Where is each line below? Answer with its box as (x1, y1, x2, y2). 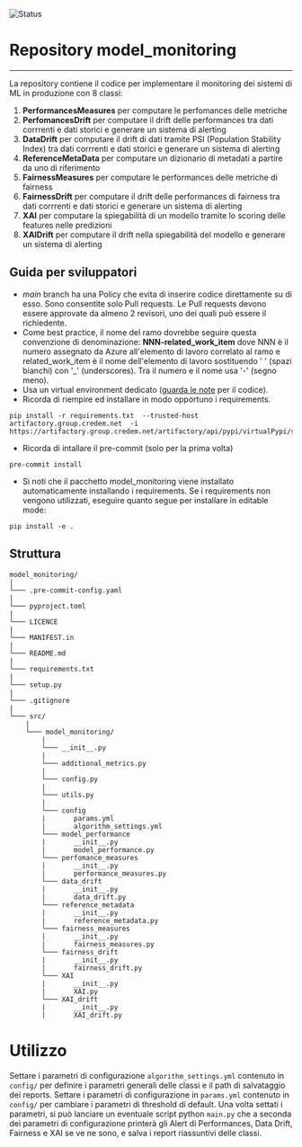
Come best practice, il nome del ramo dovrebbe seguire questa (22, 326, 257, 337)
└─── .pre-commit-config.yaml (9, 585, 123, 595)
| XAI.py (41, 987, 99, 996)
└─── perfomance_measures (41, 853, 139, 862)
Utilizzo (9, 1040, 67, 1061)
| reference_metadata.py (41, 916, 159, 925)
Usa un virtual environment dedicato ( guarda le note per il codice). (22, 384, 269, 395)
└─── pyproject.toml (9, 601, 87, 610)
